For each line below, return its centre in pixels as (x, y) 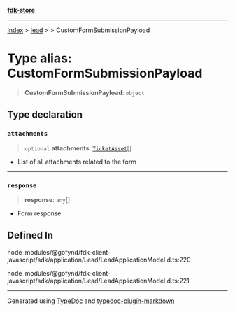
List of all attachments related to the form (77, 162)
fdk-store (21, 10)
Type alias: (40, 58)
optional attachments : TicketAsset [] (78, 148)
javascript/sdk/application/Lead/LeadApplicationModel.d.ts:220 (99, 260)
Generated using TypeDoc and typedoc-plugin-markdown (91, 301)
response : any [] (47, 199)
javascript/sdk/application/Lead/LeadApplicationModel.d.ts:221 (99, 281)
